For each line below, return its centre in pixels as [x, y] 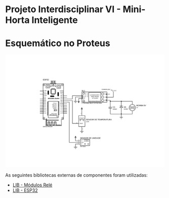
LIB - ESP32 [25, 190]
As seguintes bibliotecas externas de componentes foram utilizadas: [76, 175]
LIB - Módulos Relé [32, 185]
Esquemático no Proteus [58, 43]
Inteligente [55, 20]
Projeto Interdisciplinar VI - [63, 9]
